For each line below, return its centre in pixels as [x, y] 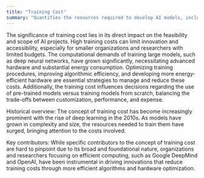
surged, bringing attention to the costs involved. [66, 131]
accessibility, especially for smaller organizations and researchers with [95, 48]
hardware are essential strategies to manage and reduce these [107, 80]
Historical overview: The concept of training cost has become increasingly [99, 111]
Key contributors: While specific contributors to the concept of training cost [101, 142]
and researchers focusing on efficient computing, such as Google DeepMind [102, 155]
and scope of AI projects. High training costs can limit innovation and [93, 41]
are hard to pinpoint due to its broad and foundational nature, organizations [100, 149]
